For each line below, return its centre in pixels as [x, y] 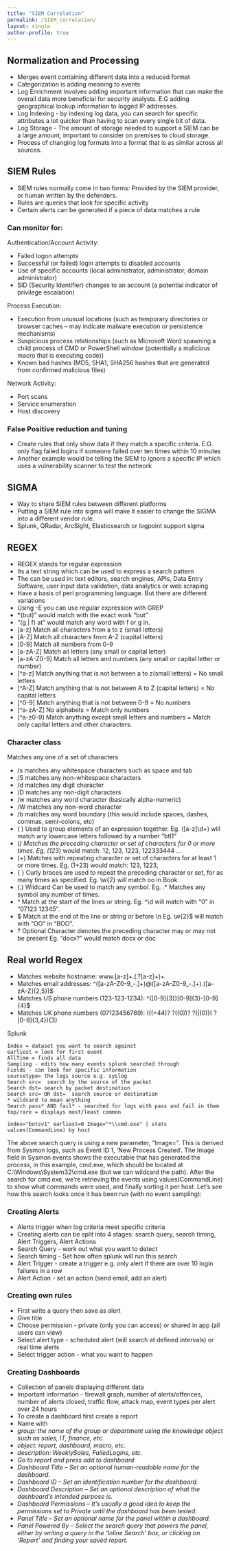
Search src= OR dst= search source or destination [82, 1094]
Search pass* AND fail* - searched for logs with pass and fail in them [113, 1106]
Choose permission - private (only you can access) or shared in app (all [118, 1325]
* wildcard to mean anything [49, 1100]
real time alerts [38, 1347]
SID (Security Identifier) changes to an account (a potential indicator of [117, 285]
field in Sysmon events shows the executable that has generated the [104, 1158]
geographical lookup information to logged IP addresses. [97, 106]
